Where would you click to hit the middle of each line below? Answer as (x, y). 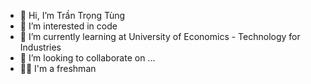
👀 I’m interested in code (68, 26)
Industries (40, 47)
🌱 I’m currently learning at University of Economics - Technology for (160, 36)
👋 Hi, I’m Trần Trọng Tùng (72, 15)
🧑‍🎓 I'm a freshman (58, 68)
